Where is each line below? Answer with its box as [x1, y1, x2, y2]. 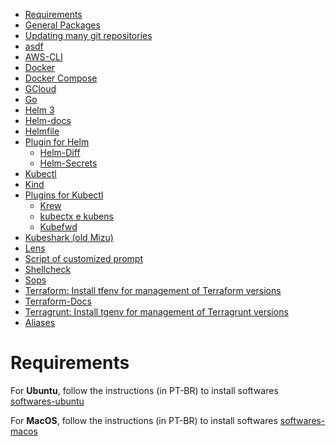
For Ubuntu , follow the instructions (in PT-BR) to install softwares [10, 384, 279, 396]
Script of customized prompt [24, 253, 143, 264]
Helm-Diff [39, 147, 81, 158]
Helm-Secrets [39, 157, 98, 169]
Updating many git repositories [24, 30, 153, 41]
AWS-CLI [24, 51, 63, 63]
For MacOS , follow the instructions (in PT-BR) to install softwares [10, 414, 278, 426]
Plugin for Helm [24, 136, 90, 148]
